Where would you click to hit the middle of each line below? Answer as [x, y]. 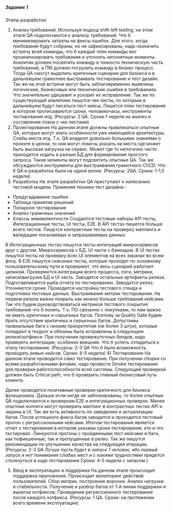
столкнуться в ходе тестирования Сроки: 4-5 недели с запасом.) [77, 460]
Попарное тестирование [39, 208]
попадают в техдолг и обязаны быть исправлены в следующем [75, 331]
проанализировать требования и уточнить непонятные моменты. [84, 57]
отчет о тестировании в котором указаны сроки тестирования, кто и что [84, 428]
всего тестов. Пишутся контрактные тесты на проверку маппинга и [87, 229]
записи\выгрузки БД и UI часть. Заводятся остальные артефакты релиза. [86, 277]
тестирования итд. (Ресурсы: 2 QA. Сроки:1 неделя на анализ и [82, 116]
